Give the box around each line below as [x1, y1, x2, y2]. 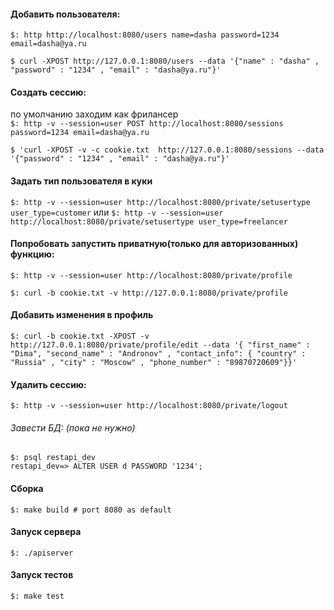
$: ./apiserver [10, 548, 74, 558]
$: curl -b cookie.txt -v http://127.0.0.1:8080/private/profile [10, 288, 288, 298]
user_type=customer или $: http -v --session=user [10, 206, 224, 218]
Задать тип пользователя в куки [10, 175, 153, 187]
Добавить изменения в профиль [10, 309, 154, 321]
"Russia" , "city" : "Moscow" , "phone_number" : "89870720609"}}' [10, 358, 298, 368]
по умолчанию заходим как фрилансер [10, 108, 179, 120]
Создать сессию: [10, 86, 87, 98]
